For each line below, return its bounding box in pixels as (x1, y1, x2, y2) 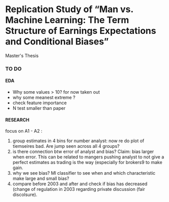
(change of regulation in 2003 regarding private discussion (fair (12, 186, 145, 192)
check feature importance (12, 100, 67, 106)
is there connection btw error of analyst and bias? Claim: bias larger (12, 148, 154, 155)
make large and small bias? (12, 176, 69, 182)
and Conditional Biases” (5, 36, 109, 48)
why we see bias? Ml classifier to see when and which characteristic (12, 170, 156, 176)
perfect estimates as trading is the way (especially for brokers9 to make (12, 159, 163, 166)
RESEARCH (5, 116, 29, 123)
